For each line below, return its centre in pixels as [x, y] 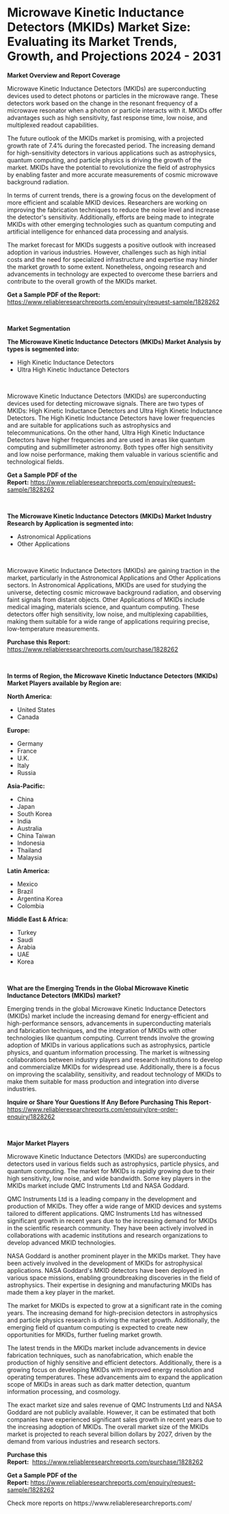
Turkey [27, 932]
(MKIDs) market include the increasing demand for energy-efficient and [108, 1016]
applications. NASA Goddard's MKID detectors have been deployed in [105, 1270]
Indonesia [31, 843]
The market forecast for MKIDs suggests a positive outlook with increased [112, 245]
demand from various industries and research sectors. [84, 1441]
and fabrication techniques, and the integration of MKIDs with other [102, 1030]
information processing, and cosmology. [64, 1391]
